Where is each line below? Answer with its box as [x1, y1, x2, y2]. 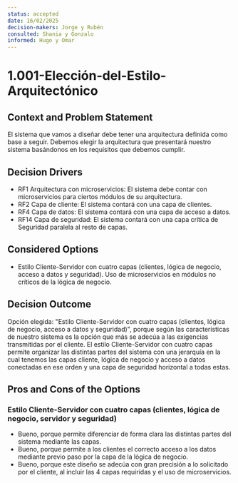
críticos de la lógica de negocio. [17, 278, 112, 286]
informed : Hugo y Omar [7, 37, 75, 44]
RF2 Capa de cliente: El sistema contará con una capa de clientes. [17, 200, 212, 208]
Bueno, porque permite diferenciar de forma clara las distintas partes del [17, 429, 232, 439]
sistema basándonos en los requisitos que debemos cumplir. [7, 146, 185, 154]
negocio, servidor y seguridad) [7, 413, 118, 423]
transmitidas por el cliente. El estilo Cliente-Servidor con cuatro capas [7, 340, 213, 348]
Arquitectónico [7, 83, 98, 99]
